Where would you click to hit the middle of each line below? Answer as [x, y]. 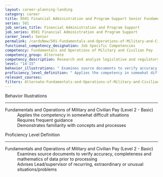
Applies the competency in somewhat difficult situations [73, 115]
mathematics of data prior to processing [57, 159]
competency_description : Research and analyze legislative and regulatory [82, 59]
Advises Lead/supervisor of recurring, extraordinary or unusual [81, 164]
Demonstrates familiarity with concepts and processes [72, 125]
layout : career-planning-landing [39, 9]
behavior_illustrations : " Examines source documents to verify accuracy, [82, 69]
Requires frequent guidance [45, 120]
